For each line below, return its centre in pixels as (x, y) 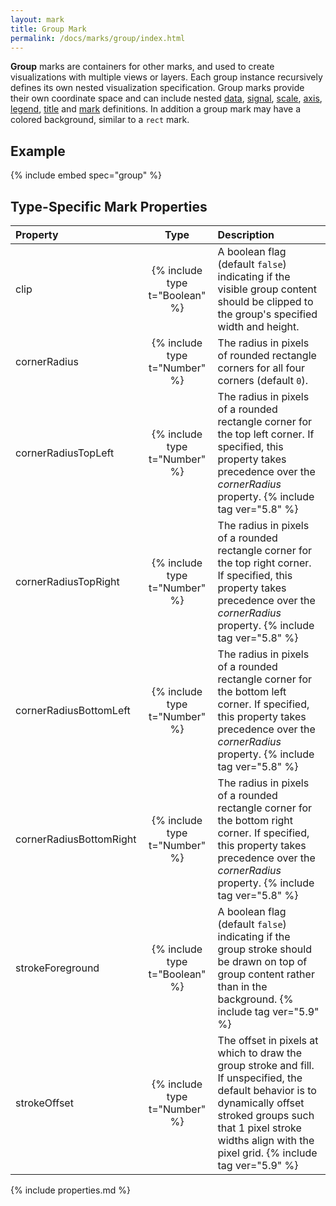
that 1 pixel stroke (259, 1128)
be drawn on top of (262, 961)
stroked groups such (266, 1115)
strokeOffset (44, 1103)
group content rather (266, 974)
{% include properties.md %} (70, 1190)
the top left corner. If (266, 434)
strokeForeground (57, 968)
